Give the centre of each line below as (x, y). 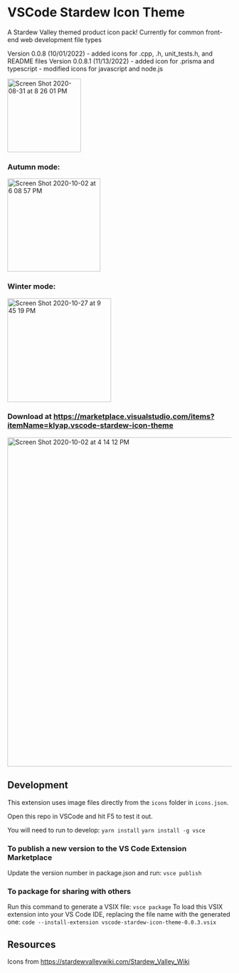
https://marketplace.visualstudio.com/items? (134, 416)
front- (214, 32)
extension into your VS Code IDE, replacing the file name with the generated (119, 915)
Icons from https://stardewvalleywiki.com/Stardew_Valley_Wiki (99, 962)
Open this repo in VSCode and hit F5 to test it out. (80, 816)
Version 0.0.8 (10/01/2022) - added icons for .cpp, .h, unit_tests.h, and (110, 53)
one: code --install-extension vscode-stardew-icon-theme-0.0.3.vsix (112, 922)
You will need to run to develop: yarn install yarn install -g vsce (106, 830)
